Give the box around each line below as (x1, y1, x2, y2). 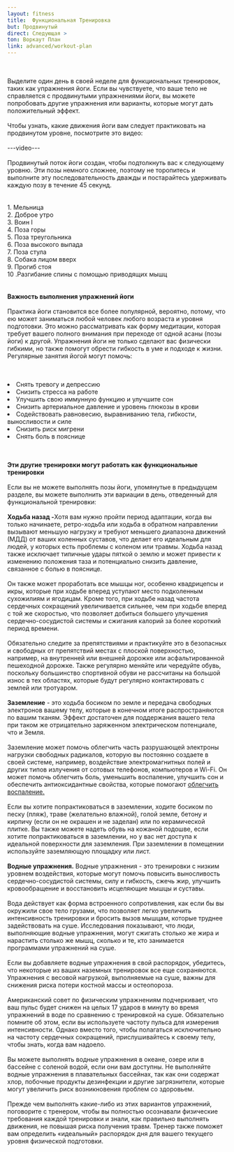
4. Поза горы (7, 225, 46, 234)
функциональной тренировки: (7, 498, 96, 506)
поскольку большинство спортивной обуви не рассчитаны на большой (7, 669, 221, 677)
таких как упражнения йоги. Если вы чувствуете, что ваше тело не (7, 85, 207, 92)
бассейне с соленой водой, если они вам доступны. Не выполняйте (7, 1062, 211, 1071)
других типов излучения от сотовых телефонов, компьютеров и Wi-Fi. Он (7, 765, 227, 774)
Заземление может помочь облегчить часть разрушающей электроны (7, 743, 219, 751)
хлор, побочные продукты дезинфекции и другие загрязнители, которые (7, 1078, 225, 1086)
